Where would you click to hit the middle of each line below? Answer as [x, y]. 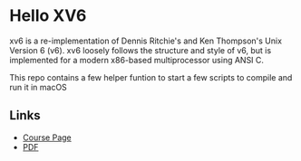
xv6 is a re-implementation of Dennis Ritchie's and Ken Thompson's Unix [146, 41]
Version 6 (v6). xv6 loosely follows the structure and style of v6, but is [141, 50]
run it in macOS [39, 87]
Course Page [47, 137]
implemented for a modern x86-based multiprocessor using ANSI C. [137, 60]
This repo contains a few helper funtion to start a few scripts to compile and [151, 77]
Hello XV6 [48, 16]
